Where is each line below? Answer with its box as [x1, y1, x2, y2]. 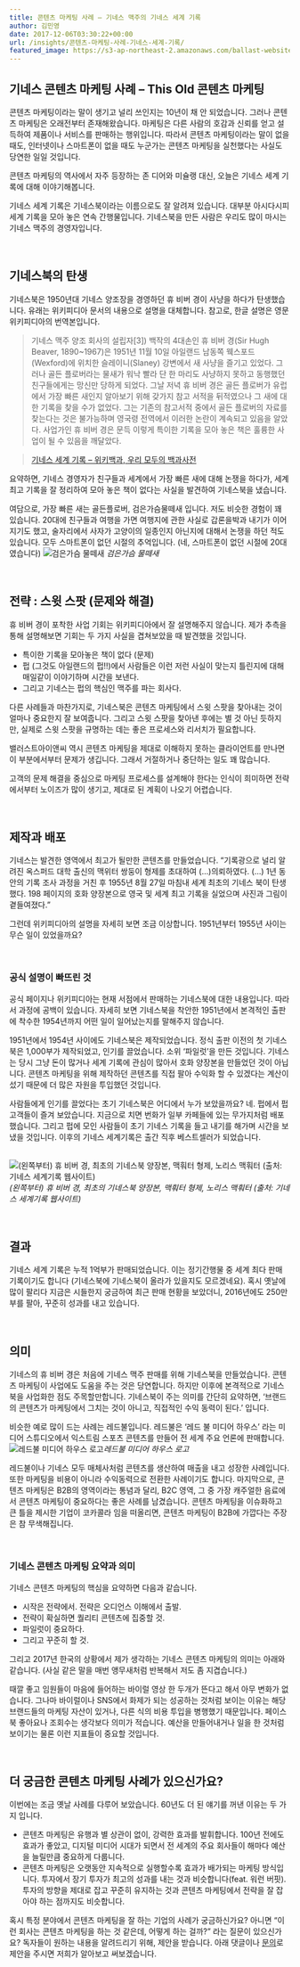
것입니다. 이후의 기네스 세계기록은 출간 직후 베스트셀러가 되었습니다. [25, 1131, 261, 1142]
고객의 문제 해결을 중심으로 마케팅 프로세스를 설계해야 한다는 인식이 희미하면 [9, 773, 273, 783]
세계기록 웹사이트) [18, 1193, 82, 1204]
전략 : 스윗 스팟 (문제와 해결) [9, 594, 155, 609]
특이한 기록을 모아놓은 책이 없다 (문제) [21, 649, 154, 660]
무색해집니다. [28, 1519, 74, 1529]
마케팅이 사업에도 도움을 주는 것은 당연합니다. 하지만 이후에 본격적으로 [18, 1381, 261, 1391]
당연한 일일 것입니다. [9, 151, 81, 161]
